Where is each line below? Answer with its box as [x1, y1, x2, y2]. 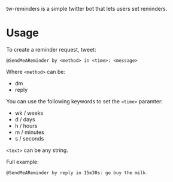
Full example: [6, 158, 39, 165]
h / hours [14, 122, 38, 129]
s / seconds [14, 135, 44, 142]
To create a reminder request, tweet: [6, 46, 96, 53]
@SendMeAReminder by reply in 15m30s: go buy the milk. [6, 169, 148, 176]
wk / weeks [14, 109, 44, 117]
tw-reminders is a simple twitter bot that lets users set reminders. [6, 5, 168, 12]
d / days [14, 115, 35, 123]
